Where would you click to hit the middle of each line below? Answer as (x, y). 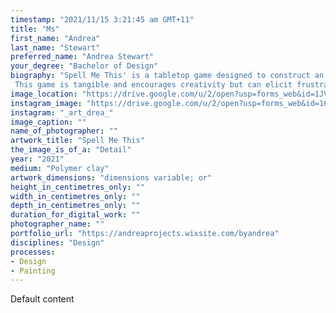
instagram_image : (46, 103)
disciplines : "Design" (57, 242)
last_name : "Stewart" (55, 47)
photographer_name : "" (57, 224)
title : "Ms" (35, 29)
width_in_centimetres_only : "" (75, 196)
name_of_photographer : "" (64, 131)
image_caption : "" (48, 122)
